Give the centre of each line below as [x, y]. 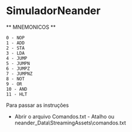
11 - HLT [17, 94]
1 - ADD [16, 43]
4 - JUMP [17, 58]
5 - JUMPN [18, 63]
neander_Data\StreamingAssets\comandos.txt [70, 123]
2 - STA [16, 48]
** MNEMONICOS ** [31, 27]
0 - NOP [16, 38]
